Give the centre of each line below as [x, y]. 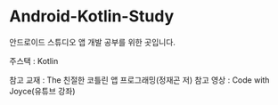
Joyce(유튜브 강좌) [42, 91]
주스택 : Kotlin [34, 61]
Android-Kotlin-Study [92, 16]
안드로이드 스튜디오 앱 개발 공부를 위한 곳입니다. [93, 42]
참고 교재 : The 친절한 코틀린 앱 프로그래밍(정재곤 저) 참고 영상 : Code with [139, 80]
